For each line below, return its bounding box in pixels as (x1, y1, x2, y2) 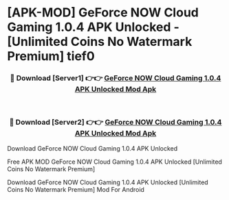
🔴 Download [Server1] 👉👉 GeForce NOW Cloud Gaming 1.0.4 (10, 73, 221, 83)
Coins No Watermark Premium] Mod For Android (7, 185, 144, 193)
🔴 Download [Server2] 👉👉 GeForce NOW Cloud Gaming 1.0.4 (9, 118, 222, 127)
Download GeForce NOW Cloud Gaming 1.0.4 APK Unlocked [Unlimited (7, 178, 208, 186)
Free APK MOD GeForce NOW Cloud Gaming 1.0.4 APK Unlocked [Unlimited (7, 158, 222, 166)
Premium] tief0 (7, 49, 95, 64)
